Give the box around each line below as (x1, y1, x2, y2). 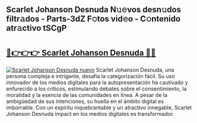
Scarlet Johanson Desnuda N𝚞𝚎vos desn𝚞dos (6, 5, 182, 15)
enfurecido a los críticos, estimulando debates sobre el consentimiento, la (6, 85, 187, 92)
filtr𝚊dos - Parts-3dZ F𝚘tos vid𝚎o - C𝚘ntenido (6, 14, 181, 24)
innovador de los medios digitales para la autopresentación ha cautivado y (6, 79, 188, 86)
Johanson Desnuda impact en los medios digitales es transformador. (6, 111, 174, 117)
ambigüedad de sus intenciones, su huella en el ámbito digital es (6, 98, 164, 105)
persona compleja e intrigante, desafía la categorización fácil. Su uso (6, 73, 175, 79)
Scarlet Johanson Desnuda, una (96, 66, 174, 73)
